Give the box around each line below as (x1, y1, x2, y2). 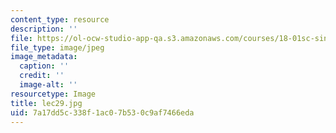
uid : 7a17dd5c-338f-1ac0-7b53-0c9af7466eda (10, 107, 195, 118)
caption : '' (19, 61, 70, 71)
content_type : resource (10, 14, 110, 25)
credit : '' (19, 71, 65, 81)
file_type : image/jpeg (10, 42, 105, 53)
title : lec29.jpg (10, 98, 83, 108)
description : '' (10, 24, 78, 34)
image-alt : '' (19, 80, 78, 90)
